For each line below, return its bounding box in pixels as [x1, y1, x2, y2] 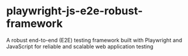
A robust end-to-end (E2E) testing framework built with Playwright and [6, 36, 183, 43]
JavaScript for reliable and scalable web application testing [6, 43, 154, 50]
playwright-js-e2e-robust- [6, 4, 143, 18]
